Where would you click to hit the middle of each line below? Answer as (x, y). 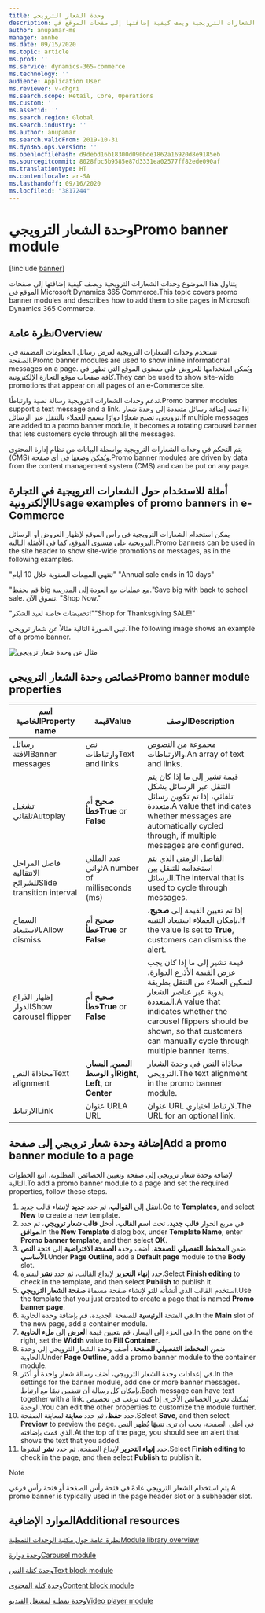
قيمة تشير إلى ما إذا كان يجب (195, 962)
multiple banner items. (189, 1051)
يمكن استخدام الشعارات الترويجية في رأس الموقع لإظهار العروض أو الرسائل (120, 535)
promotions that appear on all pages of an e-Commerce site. (107, 385)
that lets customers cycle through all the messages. (92, 434)
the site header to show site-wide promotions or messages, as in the (120, 551)
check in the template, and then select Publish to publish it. (116, 1281)
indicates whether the (188, 1011)
